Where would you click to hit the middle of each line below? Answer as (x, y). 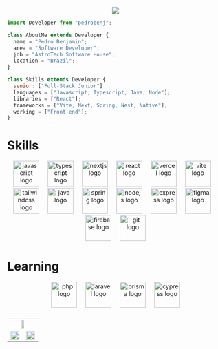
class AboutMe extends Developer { (58, 35)
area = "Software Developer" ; (56, 48)
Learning (33, 267)
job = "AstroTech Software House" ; (64, 54)
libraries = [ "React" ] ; (47, 99)
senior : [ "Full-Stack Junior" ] (58, 86)
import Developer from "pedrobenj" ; (59, 23)
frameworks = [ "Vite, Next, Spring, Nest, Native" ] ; (90, 105)
